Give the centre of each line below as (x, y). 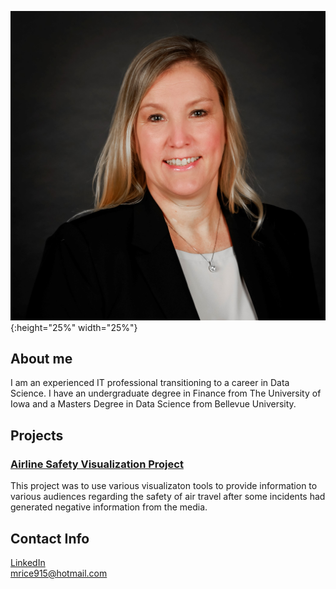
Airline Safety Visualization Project (97, 464)
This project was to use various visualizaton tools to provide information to (164, 486)
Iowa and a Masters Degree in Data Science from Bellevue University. (153, 404)
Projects (37, 435)
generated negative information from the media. (109, 507)
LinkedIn (28, 562)
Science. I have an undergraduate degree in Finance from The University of (166, 393)
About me (41, 359)
